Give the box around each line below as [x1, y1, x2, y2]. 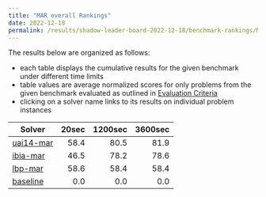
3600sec [135, 124, 170, 135]
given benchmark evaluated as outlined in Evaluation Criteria [19, 89, 218, 98]
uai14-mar [12, 138, 54, 149]
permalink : [8, 26, 44, 34]
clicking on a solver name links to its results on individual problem [19, 97, 234, 107]
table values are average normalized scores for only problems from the [19, 80, 252, 89]
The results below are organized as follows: [8, 48, 150, 58]
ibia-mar [12, 150, 45, 161]
